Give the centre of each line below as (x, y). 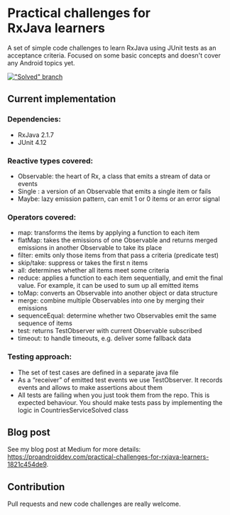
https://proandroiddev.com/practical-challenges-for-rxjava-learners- (108, 457)
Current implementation (61, 99)
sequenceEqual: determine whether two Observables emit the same (117, 316)
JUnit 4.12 (32, 142)
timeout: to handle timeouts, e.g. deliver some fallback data (104, 338)
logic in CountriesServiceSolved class (73, 410)
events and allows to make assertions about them (90, 387)
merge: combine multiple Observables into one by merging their (111, 300)
